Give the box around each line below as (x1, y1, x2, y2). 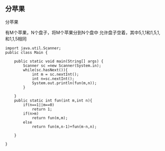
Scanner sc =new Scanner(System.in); (23, 63, 101, 68)
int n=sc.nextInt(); (31, 76, 75, 81)
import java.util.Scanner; (5, 45, 61, 51)
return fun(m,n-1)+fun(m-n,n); (31, 124, 97, 129)
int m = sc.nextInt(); (31, 72, 79, 77)
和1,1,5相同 (5, 35, 27, 41)
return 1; (31, 107, 52, 112)
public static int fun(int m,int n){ (14, 98, 93, 103)
